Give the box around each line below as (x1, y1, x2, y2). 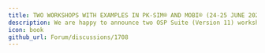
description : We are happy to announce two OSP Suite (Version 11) (8, 19, 235, 26)
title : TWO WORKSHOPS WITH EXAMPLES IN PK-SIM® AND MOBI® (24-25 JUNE (8, 11, 245, 19)
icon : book (8, 26, 44, 34)
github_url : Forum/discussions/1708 (8, 33, 129, 41)
